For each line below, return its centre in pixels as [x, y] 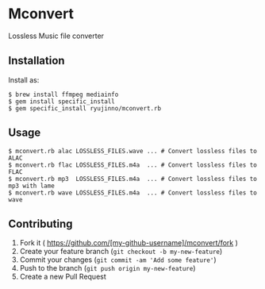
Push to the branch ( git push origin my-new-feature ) [108, 268]
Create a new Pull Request [63, 277]
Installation [36, 61]
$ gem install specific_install [61, 101]
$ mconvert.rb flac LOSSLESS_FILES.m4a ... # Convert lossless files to [133, 165]
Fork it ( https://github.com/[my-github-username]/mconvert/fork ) [129, 243]
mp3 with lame [32, 186]
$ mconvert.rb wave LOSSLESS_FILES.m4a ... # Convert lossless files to [133, 193]
